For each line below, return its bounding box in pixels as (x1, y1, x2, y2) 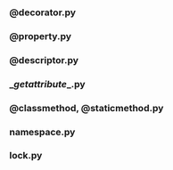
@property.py (9, 29, 72, 42)
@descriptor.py (9, 53, 78, 66)
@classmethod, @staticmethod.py (9, 101, 164, 114)
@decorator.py (9, 6, 77, 19)
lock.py (9, 150, 43, 162)
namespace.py (9, 125, 76, 138)
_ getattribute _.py (9, 77, 86, 90)
